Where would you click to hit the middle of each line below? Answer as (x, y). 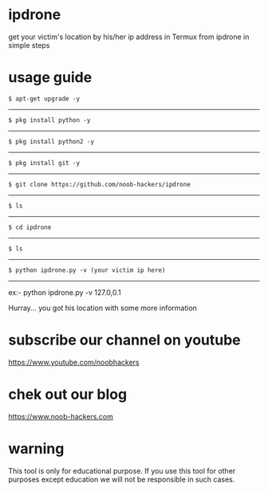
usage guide (50, 78)
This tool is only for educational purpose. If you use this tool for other (122, 470)
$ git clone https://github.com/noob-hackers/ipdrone (100, 184)
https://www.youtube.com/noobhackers (74, 362)
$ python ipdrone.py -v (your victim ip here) (87, 270)
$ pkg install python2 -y (51, 141)
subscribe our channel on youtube (124, 340)
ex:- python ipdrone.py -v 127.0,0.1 (65, 292)
